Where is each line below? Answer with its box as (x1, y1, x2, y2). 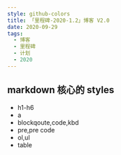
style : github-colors (7, 10, 71, 18)
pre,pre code (17, 125, 55, 134)
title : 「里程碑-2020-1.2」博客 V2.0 (7, 17, 110, 24)
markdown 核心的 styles (7, 84, 115, 96)
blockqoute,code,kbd (17, 118, 79, 127)
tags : (7, 30, 23, 37)
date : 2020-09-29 (7, 23, 58, 30)
